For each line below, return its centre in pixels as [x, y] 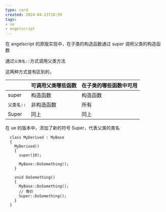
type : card [17, 10]
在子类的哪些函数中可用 [110, 86]
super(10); [30, 155]
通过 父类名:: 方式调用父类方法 [35, 61]
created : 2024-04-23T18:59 [34, 15]
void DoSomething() [35, 178]
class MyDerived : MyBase [37, 137]
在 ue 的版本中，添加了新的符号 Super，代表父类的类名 [63, 128]
